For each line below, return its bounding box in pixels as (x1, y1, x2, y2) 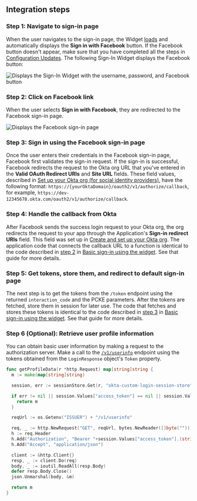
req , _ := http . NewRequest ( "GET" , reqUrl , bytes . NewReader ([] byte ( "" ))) (11, 425, 193, 431)
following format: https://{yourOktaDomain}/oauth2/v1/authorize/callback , (6, 183, 189, 190)
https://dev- (38, 190, 69, 196)
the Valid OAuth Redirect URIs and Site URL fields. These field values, (6, 170, 176, 178)
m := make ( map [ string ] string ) (11, 372, 85, 378)
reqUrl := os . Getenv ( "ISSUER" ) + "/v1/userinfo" (11, 415, 133, 421)
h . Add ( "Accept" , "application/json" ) (11, 441, 104, 448)
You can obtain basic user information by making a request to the (6, 343, 164, 350)
